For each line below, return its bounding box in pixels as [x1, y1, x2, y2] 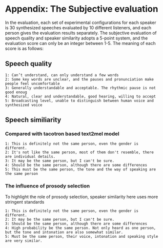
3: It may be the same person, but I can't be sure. [5, 159, 115, 164]
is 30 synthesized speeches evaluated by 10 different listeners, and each [5, 24, 151, 30]
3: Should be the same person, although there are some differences [5, 221, 147, 226]
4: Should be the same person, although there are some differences [5, 163, 147, 168]
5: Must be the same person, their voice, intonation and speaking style [5, 234, 159, 239]
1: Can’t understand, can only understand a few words [5, 72, 119, 78]
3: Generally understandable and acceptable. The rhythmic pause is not [5, 85, 156, 90]
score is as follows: [5, 45, 44, 51]
